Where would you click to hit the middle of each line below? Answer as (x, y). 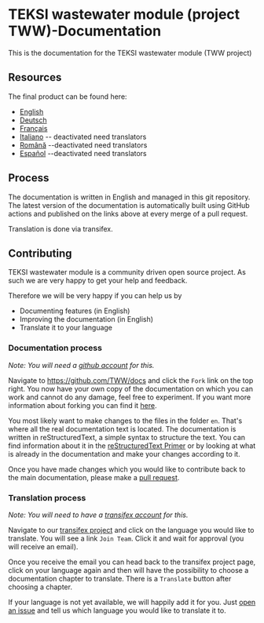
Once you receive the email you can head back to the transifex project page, (132, 562)
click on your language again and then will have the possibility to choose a (128, 570)
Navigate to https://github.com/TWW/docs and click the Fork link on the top (131, 380)
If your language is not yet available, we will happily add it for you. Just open (132, 602)
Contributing (40, 253)
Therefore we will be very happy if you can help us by (95, 296)
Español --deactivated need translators (83, 153)
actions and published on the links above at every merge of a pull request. (128, 213)
